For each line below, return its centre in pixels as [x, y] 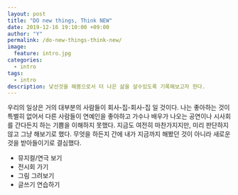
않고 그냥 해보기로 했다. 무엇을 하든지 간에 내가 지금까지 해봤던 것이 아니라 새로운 [119, 134]
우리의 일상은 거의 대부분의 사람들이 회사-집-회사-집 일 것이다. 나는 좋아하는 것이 [119, 108]
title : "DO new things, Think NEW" [60, 21]
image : [17, 47]
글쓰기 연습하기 [39, 184]
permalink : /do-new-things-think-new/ [65, 40]
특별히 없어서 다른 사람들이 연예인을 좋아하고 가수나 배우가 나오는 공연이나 [110, 116]
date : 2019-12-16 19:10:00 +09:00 [59, 27]
